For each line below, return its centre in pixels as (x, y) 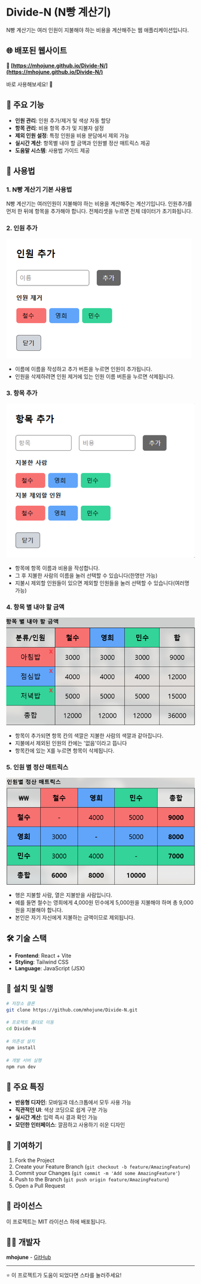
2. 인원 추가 (22, 228)
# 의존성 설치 (21, 1042)
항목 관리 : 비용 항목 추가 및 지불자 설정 (59, 128)
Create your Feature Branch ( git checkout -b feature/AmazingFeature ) (103, 1167)
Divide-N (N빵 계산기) (59, 12)
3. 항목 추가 (22, 393)
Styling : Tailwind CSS (42, 962)
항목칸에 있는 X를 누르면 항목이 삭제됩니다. (65, 750)
